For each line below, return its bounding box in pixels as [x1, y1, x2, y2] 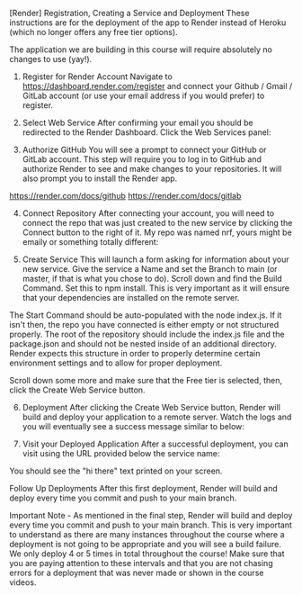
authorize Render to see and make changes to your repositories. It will [22, 164, 282, 174]
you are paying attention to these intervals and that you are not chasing [9, 558, 273, 568]
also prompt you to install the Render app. [22, 173, 178, 184]
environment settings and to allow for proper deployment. [9, 357, 223, 368]
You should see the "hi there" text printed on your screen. [9, 465, 223, 476]
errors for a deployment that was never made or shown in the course [9, 567, 264, 578]
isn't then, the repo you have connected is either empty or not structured [9, 320, 280, 329]
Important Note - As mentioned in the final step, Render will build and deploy [9, 510, 293, 520]
